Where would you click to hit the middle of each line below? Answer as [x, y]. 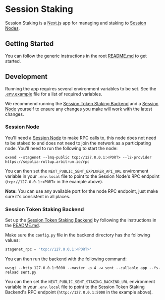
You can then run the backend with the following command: [66, 259]
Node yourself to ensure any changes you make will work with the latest [79, 109]
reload [12, 272]
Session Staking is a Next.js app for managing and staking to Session [76, 23]
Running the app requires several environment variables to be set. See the [81, 88]
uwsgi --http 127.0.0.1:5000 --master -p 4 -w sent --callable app [76, 268]
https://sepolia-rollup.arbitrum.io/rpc [48, 162]
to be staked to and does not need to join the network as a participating [78, 143]
